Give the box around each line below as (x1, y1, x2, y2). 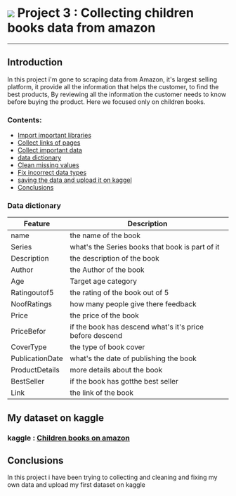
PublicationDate (11, 353, 63, 363)
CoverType (11, 342, 47, 352)
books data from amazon (7, 20, 156, 36)
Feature (23, 219, 51, 229)
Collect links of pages (17, 138, 81, 147)
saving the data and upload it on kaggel (17, 176, 132, 184)
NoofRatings (11, 299, 53, 309)
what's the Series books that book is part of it (70, 242, 220, 252)
